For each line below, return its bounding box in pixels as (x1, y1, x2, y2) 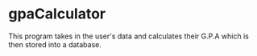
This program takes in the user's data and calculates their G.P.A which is (8, 31, 250, 41)
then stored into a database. (8, 39, 102, 49)
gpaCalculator (8, 5, 106, 23)
